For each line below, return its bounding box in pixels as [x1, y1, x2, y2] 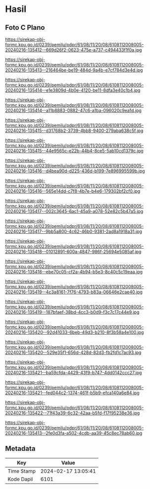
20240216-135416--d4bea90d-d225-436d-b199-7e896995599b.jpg [5, 168, 145, 174]
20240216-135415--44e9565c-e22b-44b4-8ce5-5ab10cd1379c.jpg [5, 148, 144, 153]
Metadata [5, 444, 36, 453]
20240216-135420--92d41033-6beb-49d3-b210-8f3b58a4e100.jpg [5, 329, 144, 335]
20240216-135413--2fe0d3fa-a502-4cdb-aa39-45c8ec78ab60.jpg [5, 430, 143, 436]
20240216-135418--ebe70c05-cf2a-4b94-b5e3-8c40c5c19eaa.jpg [5, 269, 143, 275]
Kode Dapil [7, 476, 33, 483]
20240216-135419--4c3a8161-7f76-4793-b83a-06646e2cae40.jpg [5, 289, 143, 295]
